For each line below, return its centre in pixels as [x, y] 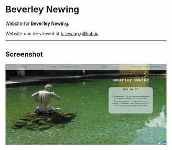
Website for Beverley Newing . [37, 23]
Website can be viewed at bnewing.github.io [52, 33]
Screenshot [24, 54]
